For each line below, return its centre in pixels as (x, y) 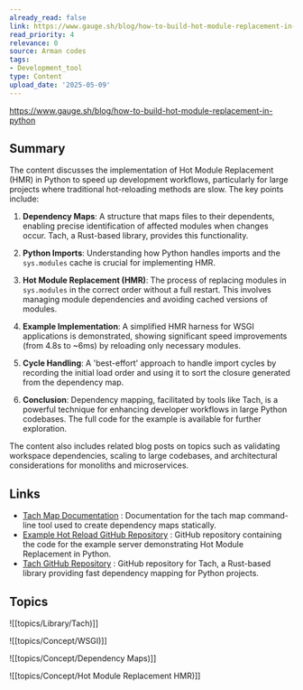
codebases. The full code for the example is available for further (142, 419)
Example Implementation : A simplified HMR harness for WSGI (138, 327)
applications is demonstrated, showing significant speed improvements (155, 336)
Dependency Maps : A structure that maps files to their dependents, (148, 217)
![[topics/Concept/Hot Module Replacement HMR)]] (105, 676)
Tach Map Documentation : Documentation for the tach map (134, 516)
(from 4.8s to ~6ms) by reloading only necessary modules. (132, 346)
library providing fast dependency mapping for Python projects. (141, 573)
